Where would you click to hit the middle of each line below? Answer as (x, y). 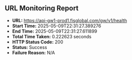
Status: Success (29, 47)
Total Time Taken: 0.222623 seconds (52, 36)
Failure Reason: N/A (34, 52)
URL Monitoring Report (42, 8)
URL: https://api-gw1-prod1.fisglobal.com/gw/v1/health (70, 20)
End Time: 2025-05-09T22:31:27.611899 (55, 31)
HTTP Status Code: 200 (38, 42)
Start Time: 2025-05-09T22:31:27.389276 (57, 26)
